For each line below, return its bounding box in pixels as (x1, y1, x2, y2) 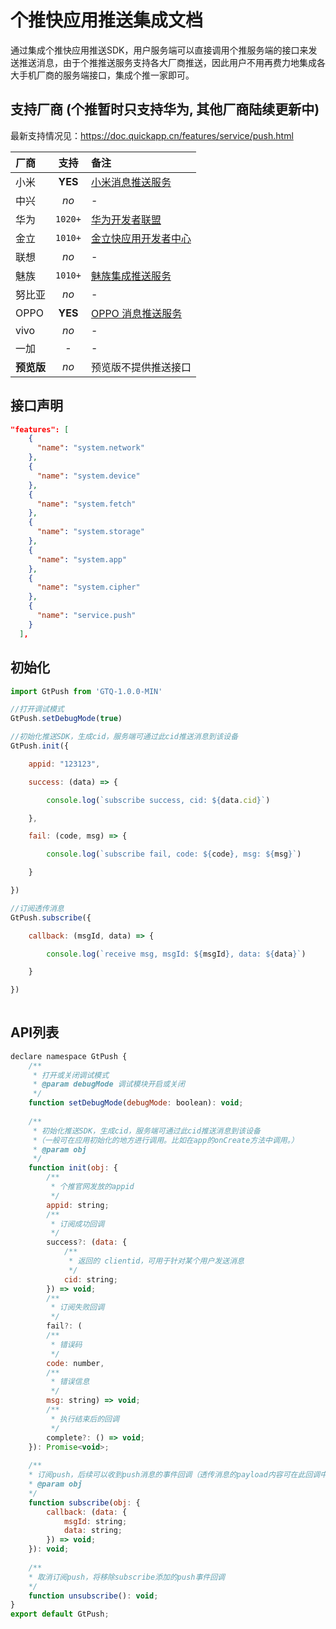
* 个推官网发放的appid (50, 1182, 135, 1192)
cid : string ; (63, 1274, 118, 1285)
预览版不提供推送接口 (90, 360, 192, 374)
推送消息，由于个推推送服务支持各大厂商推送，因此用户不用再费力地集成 (18, 56, 317, 68)
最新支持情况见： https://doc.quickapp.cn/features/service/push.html (10, 129, 294, 141)
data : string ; (63, 1526, 123, 1536)
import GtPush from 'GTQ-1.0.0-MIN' (10, 686, 163, 696)
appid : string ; (46, 1200, 110, 1210)
